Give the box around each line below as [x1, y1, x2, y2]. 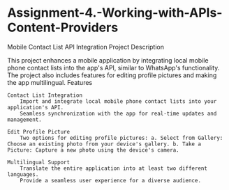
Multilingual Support [7, 159, 71, 166]
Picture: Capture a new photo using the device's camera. [7, 146, 179, 154]
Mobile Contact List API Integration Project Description [7, 42, 164, 51]
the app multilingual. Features [7, 78, 93, 86]
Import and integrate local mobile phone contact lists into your [20, 97, 217, 105]
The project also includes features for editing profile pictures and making [7, 71, 217, 79]
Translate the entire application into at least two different [20, 165, 208, 172]
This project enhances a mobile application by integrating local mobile [7, 56, 209, 64]
